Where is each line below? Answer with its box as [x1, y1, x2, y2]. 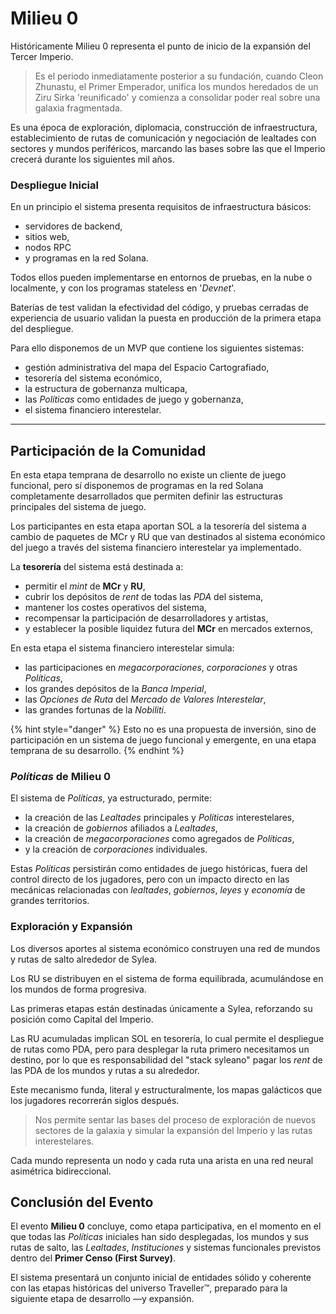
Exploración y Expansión [10, 920, 133, 934]
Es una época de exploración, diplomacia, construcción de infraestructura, [10, 121, 318, 133]
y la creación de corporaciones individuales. [24, 843, 208, 856]
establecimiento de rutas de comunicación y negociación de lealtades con [10, 132, 317, 144]
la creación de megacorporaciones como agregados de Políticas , [24, 833, 295, 845]
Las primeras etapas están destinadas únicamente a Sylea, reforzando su [10, 1002, 313, 1014]
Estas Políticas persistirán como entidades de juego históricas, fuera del [10, 863, 308, 875]
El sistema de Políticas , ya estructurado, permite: [10, 792, 212, 804]
